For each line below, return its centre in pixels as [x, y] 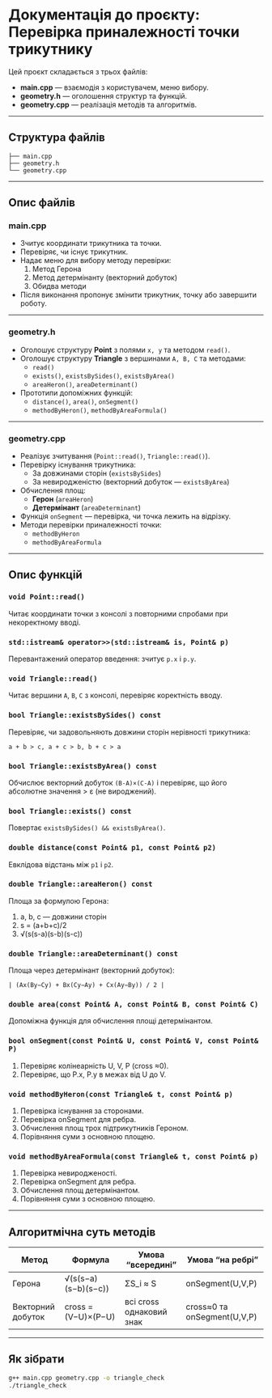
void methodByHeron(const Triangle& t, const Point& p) [121, 1094]
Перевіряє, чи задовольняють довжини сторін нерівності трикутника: [130, 732]
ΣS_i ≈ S [140, 1284]
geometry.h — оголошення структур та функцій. [104, 95]
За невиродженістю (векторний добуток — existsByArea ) [131, 482]
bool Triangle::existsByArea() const [83, 766]
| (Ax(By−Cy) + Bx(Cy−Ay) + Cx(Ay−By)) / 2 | [86, 985]
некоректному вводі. [45, 622]
